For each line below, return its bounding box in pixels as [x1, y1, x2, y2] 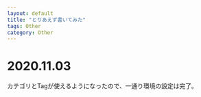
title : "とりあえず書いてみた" [7, 16, 86, 23]
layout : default [7, 10, 54, 17]
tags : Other [7, 23, 41, 29]
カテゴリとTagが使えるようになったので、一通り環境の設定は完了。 [7, 82, 198, 90]
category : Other [7, 29, 54, 36]
